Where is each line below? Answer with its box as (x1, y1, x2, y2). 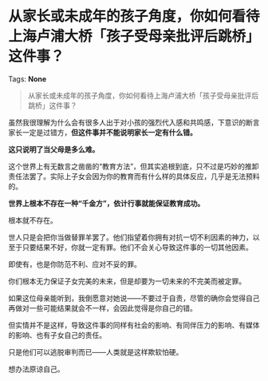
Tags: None (8, 73, 47, 84)
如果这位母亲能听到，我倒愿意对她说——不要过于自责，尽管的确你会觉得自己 (8, 293, 260, 303)
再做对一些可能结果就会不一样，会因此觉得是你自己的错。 (8, 303, 197, 312)
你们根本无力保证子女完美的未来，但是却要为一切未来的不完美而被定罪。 (8, 276, 246, 286)
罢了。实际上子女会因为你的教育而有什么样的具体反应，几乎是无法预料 (29, 171, 260, 181)
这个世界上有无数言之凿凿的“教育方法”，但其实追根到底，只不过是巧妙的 (8, 161, 246, 171)
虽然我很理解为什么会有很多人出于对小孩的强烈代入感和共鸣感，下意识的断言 (8, 117, 260, 127)
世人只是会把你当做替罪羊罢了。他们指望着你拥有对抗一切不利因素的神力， (8, 232, 253, 242)
